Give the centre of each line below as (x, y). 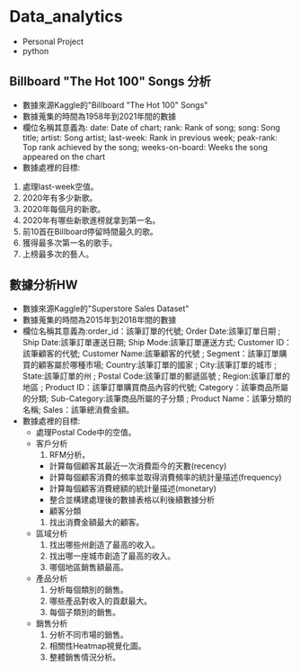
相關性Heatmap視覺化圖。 (97, 646)
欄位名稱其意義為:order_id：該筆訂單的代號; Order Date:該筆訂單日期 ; (151, 331)
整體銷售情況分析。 (85, 657)
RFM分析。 (70, 454)
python (35, 50)
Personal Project (53, 41)
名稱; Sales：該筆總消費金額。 (78, 409)
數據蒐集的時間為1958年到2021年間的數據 (99, 116)
